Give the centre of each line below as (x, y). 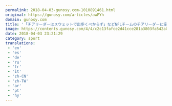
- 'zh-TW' (18, 81)
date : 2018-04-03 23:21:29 (34, 34)
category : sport (23, 39)
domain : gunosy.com (26, 19)
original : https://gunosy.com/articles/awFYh (55, 15)
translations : (20, 43)
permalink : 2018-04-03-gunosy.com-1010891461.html (60, 10)
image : (12, 29)
